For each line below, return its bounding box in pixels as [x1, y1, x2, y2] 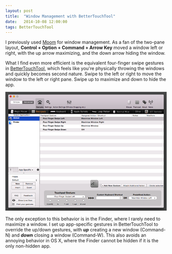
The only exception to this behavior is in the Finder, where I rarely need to [5, 216, 161, 222]
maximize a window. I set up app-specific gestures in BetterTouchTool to [5, 221, 159, 227]
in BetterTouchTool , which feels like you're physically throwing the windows [5, 66, 165, 72]
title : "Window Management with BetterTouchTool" [5, 13, 116, 19]
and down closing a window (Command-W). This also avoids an [11, 232, 147, 238]
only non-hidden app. [5, 243, 51, 249]
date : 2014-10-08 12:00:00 [5, 19, 68, 24]
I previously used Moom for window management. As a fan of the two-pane [5, 39, 165, 46]
